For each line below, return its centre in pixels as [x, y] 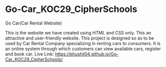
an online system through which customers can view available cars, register [83, 48]
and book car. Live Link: [30, 54]
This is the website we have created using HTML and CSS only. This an [78, 32]
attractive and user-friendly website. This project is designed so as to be [80, 38]
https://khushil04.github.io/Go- [87, 54]
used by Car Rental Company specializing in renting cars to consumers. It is [83, 43]
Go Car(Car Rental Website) [34, 23]
